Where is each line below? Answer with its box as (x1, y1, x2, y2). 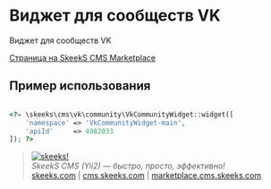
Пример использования (9, 78, 151, 94)
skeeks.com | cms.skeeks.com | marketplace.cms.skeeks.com (30, 170, 262, 181)
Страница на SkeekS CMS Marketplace (9, 52, 157, 63)
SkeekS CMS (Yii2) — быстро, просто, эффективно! (30, 160, 225, 171)
